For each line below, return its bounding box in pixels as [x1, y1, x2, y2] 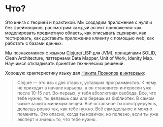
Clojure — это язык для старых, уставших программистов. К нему [17, 80, 157, 85]
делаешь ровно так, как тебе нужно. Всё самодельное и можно [17, 106, 153, 112]
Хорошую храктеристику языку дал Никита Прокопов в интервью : [5, 70, 146, 76]
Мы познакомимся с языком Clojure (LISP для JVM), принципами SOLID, [5, 50, 157, 56]
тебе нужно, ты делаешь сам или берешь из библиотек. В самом [17, 95, 155, 101]
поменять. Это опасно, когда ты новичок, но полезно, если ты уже [17, 111, 159, 117]
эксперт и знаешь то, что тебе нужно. [17, 116, 97, 122]
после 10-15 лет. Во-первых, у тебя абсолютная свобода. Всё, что [17, 90, 157, 96]
